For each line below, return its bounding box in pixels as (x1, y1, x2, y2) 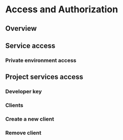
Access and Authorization (5, 4, 118, 15)
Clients (5, 102, 23, 109)
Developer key (5, 88, 42, 95)
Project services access (5, 73, 83, 82)
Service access (5, 41, 56, 50)
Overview (5, 24, 37, 33)
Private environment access (5, 56, 77, 64)
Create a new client (5, 115, 55, 123)
